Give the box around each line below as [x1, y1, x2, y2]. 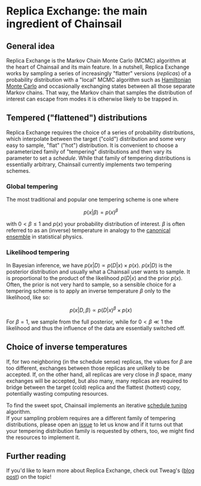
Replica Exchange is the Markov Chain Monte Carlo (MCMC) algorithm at [6, 57, 187, 64]
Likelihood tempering [6, 248, 70, 257]
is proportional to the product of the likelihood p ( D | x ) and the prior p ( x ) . [6, 275, 183, 282]
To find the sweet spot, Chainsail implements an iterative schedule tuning [6, 402, 187, 409]
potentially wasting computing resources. [6, 390, 109, 397]
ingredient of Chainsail [6, 17, 122, 31]
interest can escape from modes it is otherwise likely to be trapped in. [6, 95, 179, 102]
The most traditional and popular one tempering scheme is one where [6, 196, 179, 203]
